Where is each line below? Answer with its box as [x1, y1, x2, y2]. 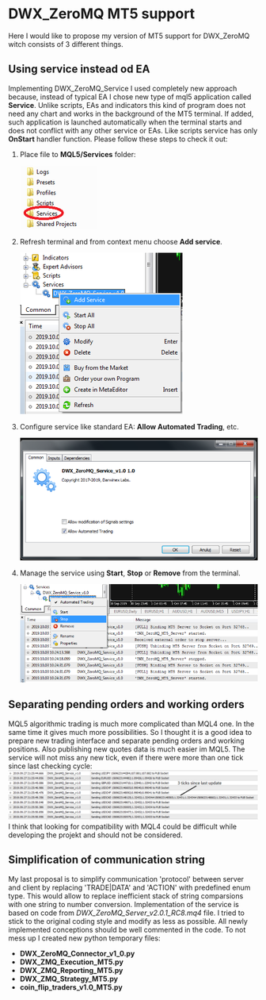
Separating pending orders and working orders [8, 698, 245, 711]
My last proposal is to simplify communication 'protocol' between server [8, 874, 244, 883]
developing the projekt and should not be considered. [8, 830, 184, 840]
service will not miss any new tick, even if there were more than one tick [8, 752, 244, 762]
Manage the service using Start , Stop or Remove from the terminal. [19, 568, 241, 578]
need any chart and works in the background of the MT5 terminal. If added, [8, 109, 254, 118]
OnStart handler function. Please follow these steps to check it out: [8, 134, 228, 144]
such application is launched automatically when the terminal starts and [8, 117, 242, 127]
